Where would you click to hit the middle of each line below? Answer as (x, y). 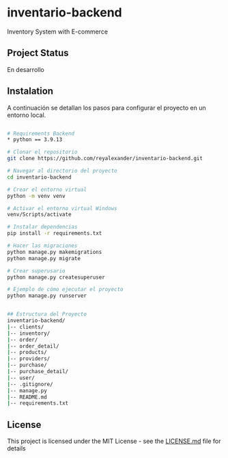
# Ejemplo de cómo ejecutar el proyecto (66, 290)
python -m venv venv (37, 196)
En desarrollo (26, 69)
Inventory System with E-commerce (57, 31)
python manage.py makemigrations (55, 252)
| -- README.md (27, 397)
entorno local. (27, 115)
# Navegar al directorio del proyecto (62, 171)
